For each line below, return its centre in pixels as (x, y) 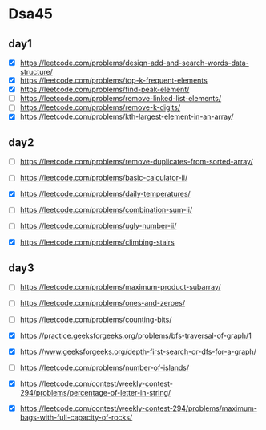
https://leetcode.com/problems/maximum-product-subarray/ (120, 287)
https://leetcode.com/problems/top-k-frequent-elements (114, 80)
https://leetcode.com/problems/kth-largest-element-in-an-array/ (127, 116)
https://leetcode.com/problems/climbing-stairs (97, 242)
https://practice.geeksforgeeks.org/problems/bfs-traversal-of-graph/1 (136, 335)
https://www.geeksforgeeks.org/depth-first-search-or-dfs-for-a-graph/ (138, 351)
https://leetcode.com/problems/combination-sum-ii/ (106, 210)
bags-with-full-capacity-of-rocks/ (76, 417)
